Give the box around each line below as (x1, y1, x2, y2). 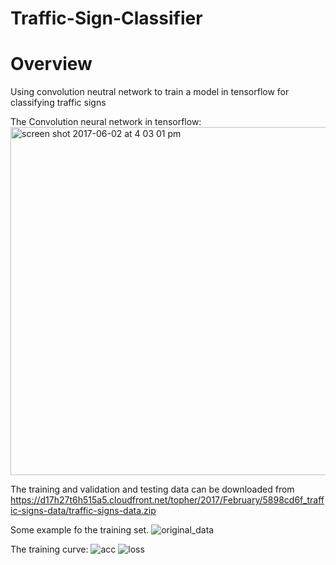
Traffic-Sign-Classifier (10, 7, 203, 30)
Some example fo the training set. (10, 524, 150, 536)
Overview (10, 53, 93, 76)
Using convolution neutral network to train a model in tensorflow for (10, 86, 290, 98)
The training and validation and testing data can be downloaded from (10, 483, 295, 496)
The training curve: (10, 543, 89, 556)
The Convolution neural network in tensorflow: (10, 116, 202, 128)
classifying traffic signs (10, 97, 107, 109)
